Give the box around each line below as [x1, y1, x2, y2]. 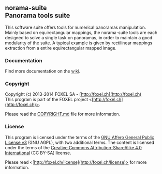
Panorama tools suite [5, 12, 70, 20]
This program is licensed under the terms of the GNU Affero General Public [5, 134, 155, 140]
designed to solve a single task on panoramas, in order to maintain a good [5, 35, 153, 40]
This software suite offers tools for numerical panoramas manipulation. [5, 24, 146, 30]
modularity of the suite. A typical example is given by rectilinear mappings [5, 40, 152, 46]
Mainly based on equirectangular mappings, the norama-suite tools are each [5, 29, 158, 35]
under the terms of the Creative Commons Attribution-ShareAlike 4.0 [5, 144, 142, 150]
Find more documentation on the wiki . [5, 68, 81, 74]
